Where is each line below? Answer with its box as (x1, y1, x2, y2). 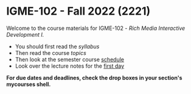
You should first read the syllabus (15, 43, 100, 50)
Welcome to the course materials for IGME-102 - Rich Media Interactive (6, 24, 186, 32)
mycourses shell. (6, 81, 51, 88)
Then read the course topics (15, 49, 86, 56)
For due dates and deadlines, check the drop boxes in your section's (6, 74, 182, 81)
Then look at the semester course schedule (15, 56, 125, 63)
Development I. (6, 31, 44, 38)
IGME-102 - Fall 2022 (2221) (6, 4, 151, 18)
